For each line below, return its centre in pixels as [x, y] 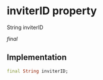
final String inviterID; [38, 71]
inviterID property [52, 11]
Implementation [37, 57]
